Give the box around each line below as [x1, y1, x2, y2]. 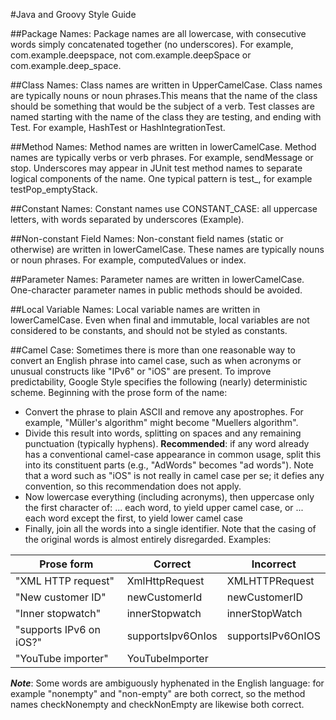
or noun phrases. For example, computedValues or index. [10, 254, 247, 266]
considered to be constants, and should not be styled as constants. [10, 325, 288, 336]
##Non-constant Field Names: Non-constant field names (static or [10, 233, 284, 244]
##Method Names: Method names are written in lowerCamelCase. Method [10, 141, 317, 153]
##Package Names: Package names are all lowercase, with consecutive [10, 28, 307, 39]
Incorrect [251, 557, 297, 571]
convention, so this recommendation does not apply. [24, 480, 242, 492]
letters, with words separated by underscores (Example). [10, 214, 245, 225]
